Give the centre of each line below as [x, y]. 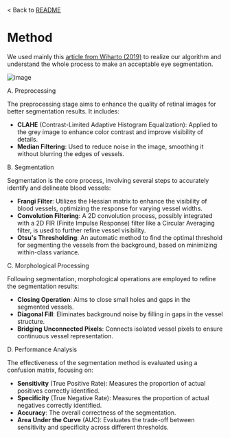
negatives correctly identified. [59, 405]
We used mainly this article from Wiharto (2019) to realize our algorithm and [114, 56]
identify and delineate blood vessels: [59, 188]
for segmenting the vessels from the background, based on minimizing [117, 245]
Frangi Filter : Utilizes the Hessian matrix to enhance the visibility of [112, 201]
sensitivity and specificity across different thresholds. [93, 427]
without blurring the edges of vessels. [71, 153]
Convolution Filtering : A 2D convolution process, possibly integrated [115, 215]
